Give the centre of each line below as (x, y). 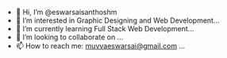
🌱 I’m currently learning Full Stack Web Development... (105, 29)
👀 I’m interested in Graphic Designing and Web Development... (117, 20)
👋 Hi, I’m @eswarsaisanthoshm (66, 12)
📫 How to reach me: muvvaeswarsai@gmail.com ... (100, 46)
